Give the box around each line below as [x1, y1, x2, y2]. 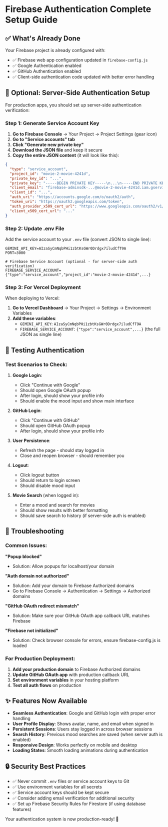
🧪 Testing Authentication [5, 346, 84, 354]
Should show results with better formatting [19, 507, 108, 513]
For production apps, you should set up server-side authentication [5, 101, 141, 108]
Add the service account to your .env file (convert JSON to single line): [5, 236, 151, 242]
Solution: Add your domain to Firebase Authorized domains [12, 582, 134, 588]
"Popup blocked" [5, 553, 42, 559]
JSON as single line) [19, 331, 62, 337]
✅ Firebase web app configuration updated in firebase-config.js [12, 57, 148, 63]
